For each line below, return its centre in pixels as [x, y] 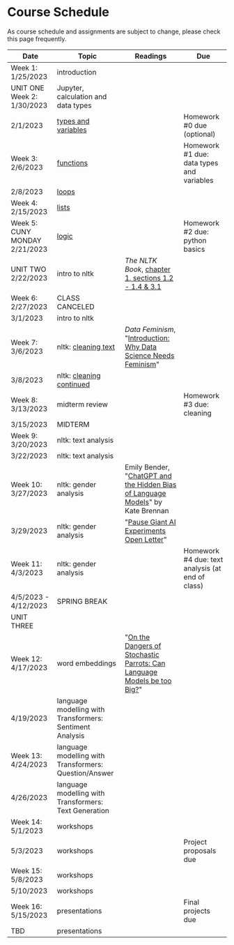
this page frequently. [37, 38]
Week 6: [24, 298]
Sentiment [73, 727]
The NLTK [141, 260]
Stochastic [142, 654]
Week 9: [24, 435]
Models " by [143, 501]
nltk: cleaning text [86, 347]
